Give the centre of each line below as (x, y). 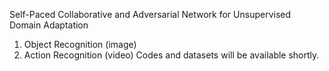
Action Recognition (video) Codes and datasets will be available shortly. (171, 55)
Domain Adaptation (49, 25)
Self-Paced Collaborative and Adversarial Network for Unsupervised (150, 14)
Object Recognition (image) (80, 44)
